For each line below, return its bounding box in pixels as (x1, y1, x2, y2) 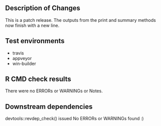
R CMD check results (5, 75, 72, 83)
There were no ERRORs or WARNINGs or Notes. (5, 88, 103, 94)
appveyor (12, 55, 32, 61)
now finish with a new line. (5, 22, 60, 28)
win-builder (12, 61, 36, 66)
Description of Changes (5, 4, 80, 12)
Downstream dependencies (5, 102, 93, 111)
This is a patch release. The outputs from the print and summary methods (5, 17, 156, 23)
